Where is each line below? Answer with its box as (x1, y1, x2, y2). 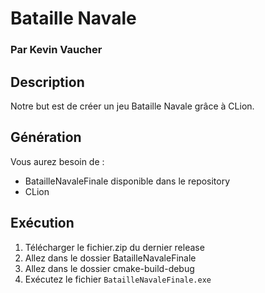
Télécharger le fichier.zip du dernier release (24, 241, 205, 253)
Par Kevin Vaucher (10, 43, 103, 57)
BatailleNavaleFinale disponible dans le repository (24, 175, 231, 187)
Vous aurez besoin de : (10, 155, 105, 167)
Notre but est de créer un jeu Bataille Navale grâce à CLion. (10, 100, 255, 112)
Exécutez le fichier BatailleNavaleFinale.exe (24, 273, 212, 285)
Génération (10, 129, 82, 146)
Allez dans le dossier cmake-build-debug (24, 262, 195, 274)
